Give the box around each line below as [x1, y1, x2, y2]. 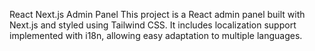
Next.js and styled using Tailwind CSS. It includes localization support [9, 19, 297, 31]
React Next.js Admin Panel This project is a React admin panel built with [9, 9, 306, 20]
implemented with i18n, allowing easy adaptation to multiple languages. [9, 30, 303, 41]
